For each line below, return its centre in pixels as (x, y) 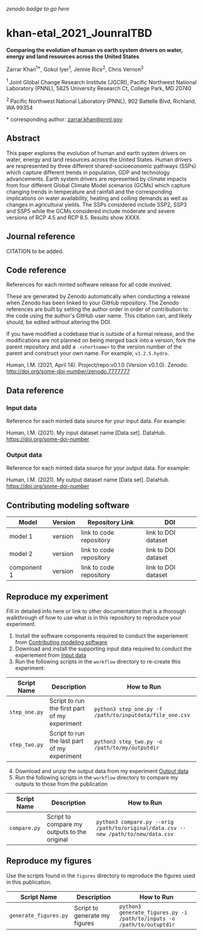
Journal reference (41, 237)
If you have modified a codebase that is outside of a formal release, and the (100, 334)
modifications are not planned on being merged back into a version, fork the (101, 340)
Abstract (23, 139)
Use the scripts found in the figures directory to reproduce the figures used (101, 875)
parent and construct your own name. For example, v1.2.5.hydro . (88, 353)
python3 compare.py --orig (135, 822)
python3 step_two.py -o (128, 741)
